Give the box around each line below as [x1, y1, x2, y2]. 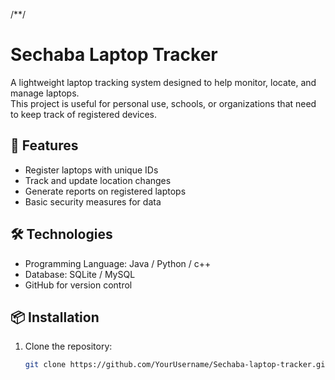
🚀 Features [10, 137, 79, 154]
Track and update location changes [24, 174, 172, 186]
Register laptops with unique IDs [24, 164, 159, 176]
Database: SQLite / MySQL [24, 268, 136, 280]
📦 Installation [10, 309, 100, 326]
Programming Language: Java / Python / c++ [24, 257, 212, 269]
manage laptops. [10, 87, 80, 99]
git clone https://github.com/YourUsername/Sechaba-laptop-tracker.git [24, 360, 330, 370]
